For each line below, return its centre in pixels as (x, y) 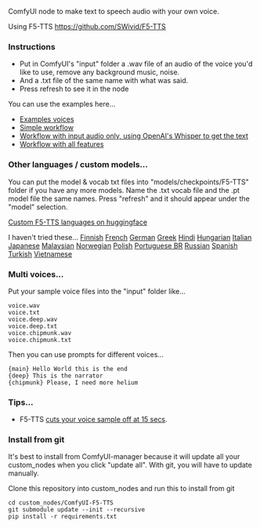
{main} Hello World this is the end (68, 369)
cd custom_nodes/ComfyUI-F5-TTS (61, 503)
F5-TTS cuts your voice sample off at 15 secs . (93, 420)
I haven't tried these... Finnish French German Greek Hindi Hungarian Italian (130, 237)
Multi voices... (36, 274)
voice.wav (24, 305)
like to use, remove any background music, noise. (99, 72)
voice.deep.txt (33, 326)
